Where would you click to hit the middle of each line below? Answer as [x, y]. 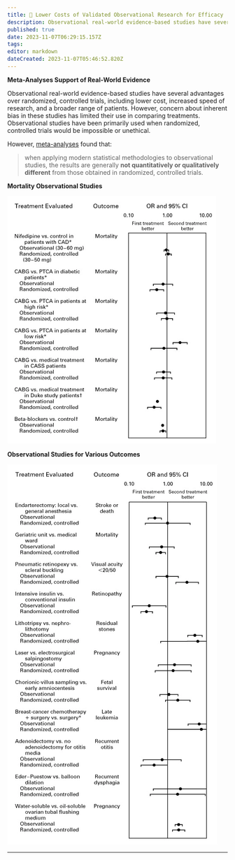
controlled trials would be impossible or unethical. [79, 130]
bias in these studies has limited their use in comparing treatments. [104, 115]
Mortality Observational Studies [55, 186]
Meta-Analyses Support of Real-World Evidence [79, 80]
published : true [31, 29]
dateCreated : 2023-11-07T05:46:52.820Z [65, 59]
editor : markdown [33, 52]
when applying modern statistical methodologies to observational [119, 157]
